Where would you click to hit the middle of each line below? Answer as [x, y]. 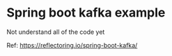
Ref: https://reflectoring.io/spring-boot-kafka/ [72, 45]
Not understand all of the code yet [56, 32]
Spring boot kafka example [86, 13]
